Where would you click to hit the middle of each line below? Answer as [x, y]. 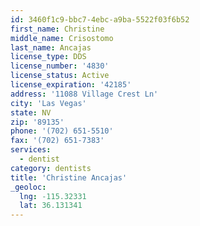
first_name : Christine [57, 29]
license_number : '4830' [60, 66]
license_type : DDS [48, 57]
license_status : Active [60, 76]
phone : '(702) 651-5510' [62, 131]
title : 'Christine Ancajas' [69, 177]
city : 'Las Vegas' [48, 103]
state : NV [31, 112]
